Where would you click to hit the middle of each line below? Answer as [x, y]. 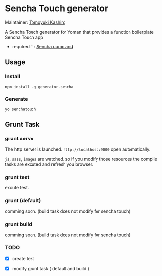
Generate [16, 99]
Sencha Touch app [24, 37]
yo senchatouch [21, 109]
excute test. [17, 187]
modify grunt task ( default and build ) [51, 268]
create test [23, 258]
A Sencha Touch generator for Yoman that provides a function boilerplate [80, 32]
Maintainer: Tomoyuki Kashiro [35, 22]
